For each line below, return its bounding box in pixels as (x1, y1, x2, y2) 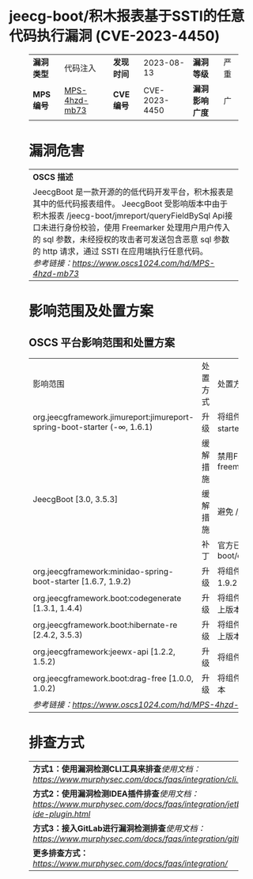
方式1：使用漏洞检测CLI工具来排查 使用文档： (32, 763, 201, 774)
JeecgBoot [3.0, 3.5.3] (32, 493, 118, 504)
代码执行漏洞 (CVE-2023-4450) (9, 27, 221, 45)
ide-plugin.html (32, 809, 91, 820)
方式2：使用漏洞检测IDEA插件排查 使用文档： (32, 788, 200, 799)
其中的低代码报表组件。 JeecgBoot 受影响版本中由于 (32, 198, 228, 209)
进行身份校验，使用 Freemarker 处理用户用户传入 (48, 222, 231, 233)
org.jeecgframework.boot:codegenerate (32, 592, 182, 603)
